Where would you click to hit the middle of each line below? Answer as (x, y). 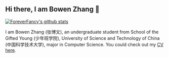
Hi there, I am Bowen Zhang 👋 (52, 9)
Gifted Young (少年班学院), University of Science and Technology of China (83, 38)
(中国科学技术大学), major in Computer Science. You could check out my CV (84, 44)
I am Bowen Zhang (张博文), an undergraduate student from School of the (82, 32)
